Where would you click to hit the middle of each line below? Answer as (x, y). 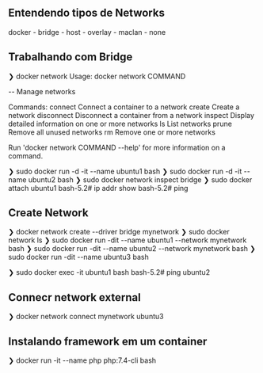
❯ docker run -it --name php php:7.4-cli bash (82, 360)
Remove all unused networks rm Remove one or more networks (112, 132)
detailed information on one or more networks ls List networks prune (120, 124)
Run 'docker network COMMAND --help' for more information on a (117, 147)
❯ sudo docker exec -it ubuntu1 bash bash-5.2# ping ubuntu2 (109, 272)
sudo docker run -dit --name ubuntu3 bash (78, 257)
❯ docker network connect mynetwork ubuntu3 (86, 317)
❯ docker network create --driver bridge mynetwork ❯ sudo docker (119, 232)
